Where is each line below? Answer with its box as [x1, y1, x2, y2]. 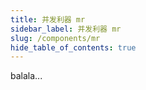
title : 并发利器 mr [10, 14, 86, 25]
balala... [10, 70, 43, 82]
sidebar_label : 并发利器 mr [10, 24, 122, 34]
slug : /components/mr [10, 33, 101, 43]
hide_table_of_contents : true [10, 42, 137, 53]
